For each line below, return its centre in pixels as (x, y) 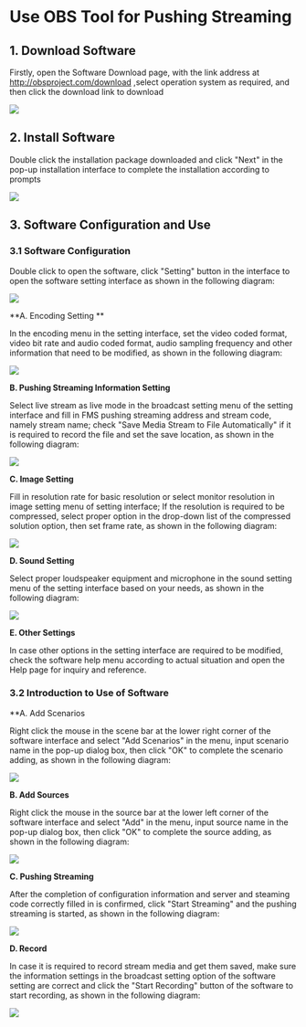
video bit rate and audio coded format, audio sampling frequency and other (151, 343)
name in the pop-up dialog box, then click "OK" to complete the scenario (146, 750)
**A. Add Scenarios (47, 713)
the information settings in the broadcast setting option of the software (142, 976)
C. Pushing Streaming (52, 876)
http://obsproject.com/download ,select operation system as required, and (150, 82)
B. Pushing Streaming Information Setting (90, 387)
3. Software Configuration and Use (111, 225)
